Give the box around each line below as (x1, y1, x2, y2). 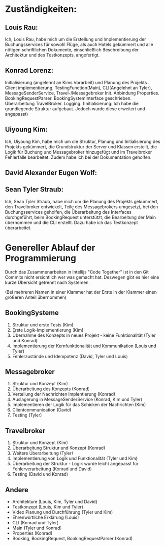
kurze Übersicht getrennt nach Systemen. (5, 279, 90, 285)
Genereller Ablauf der (5, 242, 96, 253)
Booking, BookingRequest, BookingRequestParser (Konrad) (12, 536, 133, 542)
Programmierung (5, 253, 76, 264)
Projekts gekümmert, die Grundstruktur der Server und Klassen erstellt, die (5, 143, 157, 149)
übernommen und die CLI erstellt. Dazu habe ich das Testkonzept (5, 219, 138, 226)
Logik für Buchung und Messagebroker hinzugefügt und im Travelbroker (5, 149, 152, 155)
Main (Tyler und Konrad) (12, 525, 62, 531)
